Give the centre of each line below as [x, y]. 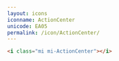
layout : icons [28, 13]
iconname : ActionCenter [41, 20]
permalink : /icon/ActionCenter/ [53, 33]
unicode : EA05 [28, 26]
